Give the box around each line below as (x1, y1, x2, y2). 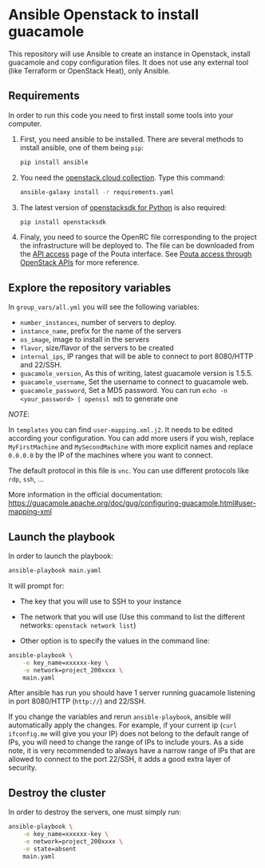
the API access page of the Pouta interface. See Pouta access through (19, 249, 252, 259)
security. (8, 763, 38, 772)
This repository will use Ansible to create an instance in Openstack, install (8, 49, 251, 58)
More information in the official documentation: (8, 489, 164, 500)
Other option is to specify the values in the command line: (19, 636, 210, 645)
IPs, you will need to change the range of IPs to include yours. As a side (8, 737, 244, 747)
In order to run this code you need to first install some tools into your (8, 110, 234, 120)
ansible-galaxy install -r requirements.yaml (19, 188, 174, 196)
